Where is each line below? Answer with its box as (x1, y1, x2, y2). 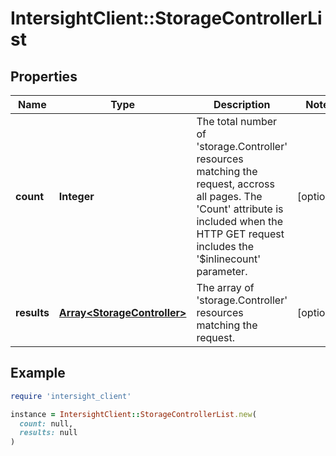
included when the (196, 215, 284, 228)
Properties (10, 68, 78, 85)
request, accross (196, 177, 275, 191)
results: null (19, 428, 78, 438)
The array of (196, 281, 255, 294)
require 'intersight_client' (10, 391, 132, 401)
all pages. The (196, 190, 263, 203)
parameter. (196, 265, 248, 278)
